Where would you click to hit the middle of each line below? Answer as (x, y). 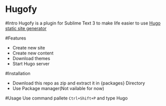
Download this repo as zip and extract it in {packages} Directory (79, 83)
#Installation (18, 73)
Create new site (29, 47)
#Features (16, 38)
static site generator (26, 28)
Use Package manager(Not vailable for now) (58, 88)
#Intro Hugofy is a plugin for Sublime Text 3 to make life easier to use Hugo (83, 23)
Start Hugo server (31, 63)
